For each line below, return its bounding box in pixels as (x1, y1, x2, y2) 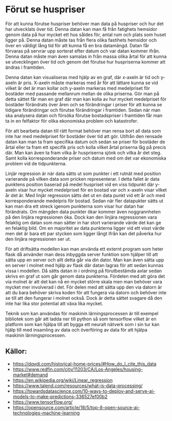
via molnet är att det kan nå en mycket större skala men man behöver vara (5, 278, 163, 284)
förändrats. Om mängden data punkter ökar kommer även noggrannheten (5, 208, 161, 215)
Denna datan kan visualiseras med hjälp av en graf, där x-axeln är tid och (5, 74, 160, 80)
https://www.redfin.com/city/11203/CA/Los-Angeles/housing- (12, 366, 143, 372)
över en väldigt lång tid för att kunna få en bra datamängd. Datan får (5, 42, 149, 48)
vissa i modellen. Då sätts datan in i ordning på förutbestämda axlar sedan (5, 267, 162, 274)
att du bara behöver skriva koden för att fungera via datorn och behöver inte (5, 289, 167, 296)
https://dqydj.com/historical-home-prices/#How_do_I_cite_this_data (12, 360, 157, 367)
